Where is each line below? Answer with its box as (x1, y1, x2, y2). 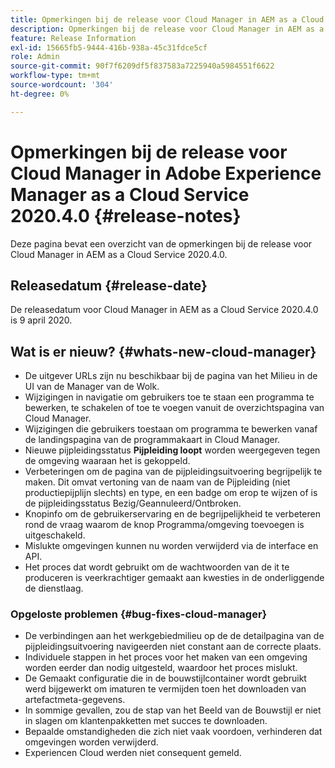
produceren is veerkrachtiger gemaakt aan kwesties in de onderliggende (24, 572, 325, 584)
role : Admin (10, 52, 60, 62)
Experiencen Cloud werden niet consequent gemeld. (24, 747, 242, 759)
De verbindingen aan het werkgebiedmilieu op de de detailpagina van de (24, 630, 325, 642)
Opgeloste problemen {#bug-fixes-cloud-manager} (10, 607, 268, 621)
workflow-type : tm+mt (10, 71, 101, 81)
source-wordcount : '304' (10, 80, 114, 90)
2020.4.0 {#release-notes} (10, 204, 242, 227)
